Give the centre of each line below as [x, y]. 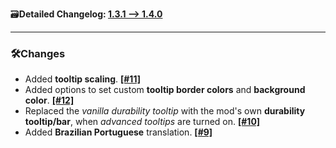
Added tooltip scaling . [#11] [82, 79]
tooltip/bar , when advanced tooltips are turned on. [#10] [142, 122]
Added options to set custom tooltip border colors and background [165, 90]
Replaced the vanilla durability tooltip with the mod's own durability [165, 111]
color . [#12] [49, 100]
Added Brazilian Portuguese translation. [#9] [118, 132]
